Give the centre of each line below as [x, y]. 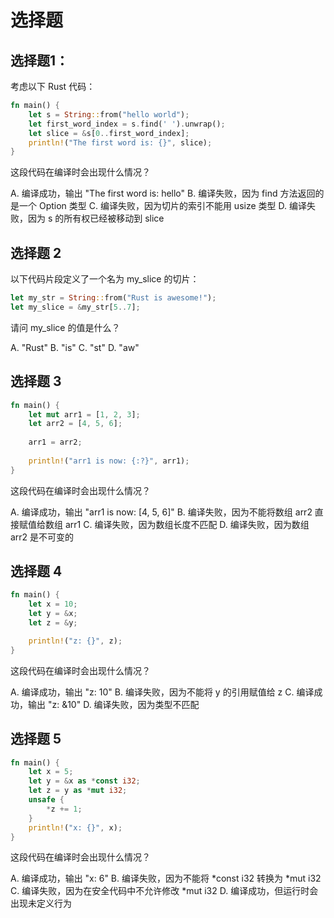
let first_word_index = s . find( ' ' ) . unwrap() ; [127, 124]
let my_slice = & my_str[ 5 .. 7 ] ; [75, 307]
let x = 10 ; [53, 604]
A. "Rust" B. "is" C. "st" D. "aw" [75, 347]
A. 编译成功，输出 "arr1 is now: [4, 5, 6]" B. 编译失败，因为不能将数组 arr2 [161, 512]
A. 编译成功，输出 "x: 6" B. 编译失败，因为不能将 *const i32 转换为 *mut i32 [166, 878]
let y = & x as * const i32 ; [84, 781]
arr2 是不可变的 [42, 537]
